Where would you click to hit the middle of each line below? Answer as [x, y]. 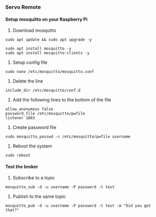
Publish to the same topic [39, 197]
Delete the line [28, 81]
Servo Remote [23, 7]
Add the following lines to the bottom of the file [62, 100]
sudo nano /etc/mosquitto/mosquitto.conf [50, 72]
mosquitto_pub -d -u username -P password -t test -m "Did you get [78, 206]
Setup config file [30, 62]
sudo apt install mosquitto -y [38, 49]
